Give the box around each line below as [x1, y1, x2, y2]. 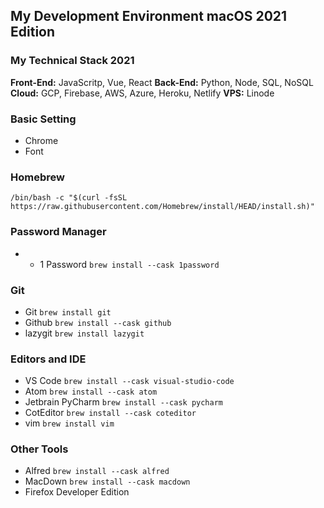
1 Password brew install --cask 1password [39, 258, 220, 270]
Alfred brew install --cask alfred [24, 465, 170, 477]
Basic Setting [10, 112, 77, 126]
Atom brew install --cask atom [24, 385, 158, 398]
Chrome [24, 134, 59, 146]
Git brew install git [24, 305, 112, 318]
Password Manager [10, 225, 107, 239]
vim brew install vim [24, 417, 115, 429]
